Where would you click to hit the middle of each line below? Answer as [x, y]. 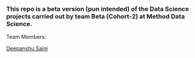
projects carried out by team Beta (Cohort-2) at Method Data [95, 16]
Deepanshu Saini [27, 48]
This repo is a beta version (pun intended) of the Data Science [97, 9]
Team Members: [26, 37]
